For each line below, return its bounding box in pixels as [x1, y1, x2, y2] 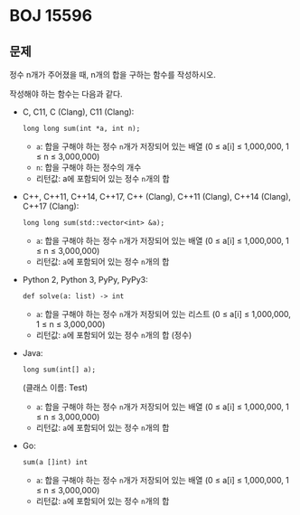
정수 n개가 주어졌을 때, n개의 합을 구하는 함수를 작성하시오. [9, 70, 217, 80]
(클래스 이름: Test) [22, 382, 89, 393]
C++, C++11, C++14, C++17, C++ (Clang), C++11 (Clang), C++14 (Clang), [22, 192, 292, 201]
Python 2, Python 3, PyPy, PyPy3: [22, 275, 148, 285]
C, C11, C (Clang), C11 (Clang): [22, 107, 135, 117]
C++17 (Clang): [22, 201, 80, 211]
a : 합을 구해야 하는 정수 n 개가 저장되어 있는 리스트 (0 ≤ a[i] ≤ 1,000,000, [35, 309, 292, 319]
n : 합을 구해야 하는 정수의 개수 [35, 162, 142, 173]
